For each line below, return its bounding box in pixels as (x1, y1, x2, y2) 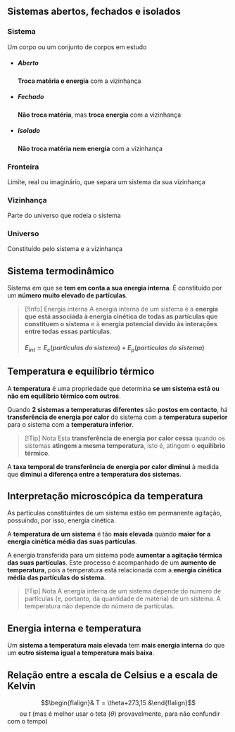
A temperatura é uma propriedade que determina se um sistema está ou (7, 384, 220, 392)
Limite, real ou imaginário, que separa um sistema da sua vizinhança (7, 177, 205, 186)
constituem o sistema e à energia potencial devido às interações (24, 320, 217, 328)
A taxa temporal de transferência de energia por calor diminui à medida (7, 462, 220, 470)
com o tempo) (7, 717, 48, 725)
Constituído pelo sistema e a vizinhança (7, 245, 123, 253)
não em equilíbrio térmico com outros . (7, 392, 121, 400)
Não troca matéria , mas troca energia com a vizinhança (17, 110, 182, 119)
